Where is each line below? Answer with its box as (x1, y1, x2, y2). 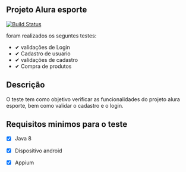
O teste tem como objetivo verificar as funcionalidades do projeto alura (6, 95, 180, 103)
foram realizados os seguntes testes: (6, 32, 97, 39)
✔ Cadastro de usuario (14, 50, 71, 57)
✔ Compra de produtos (14, 62, 72, 70)
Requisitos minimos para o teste (6, 119, 128, 130)
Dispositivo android (14, 147, 62, 154)
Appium (14, 159, 34, 166)
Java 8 (14, 135, 31, 142)
